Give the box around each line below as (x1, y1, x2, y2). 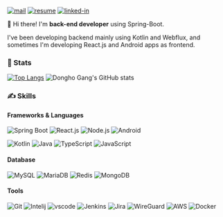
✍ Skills (7, 91, 37, 101)
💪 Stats (7, 57, 32, 67)
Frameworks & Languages (7, 111, 84, 119)
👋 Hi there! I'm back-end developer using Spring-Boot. (7, 20, 165, 28)
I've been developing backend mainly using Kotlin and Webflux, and (7, 33, 201, 41)
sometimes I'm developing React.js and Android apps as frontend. (7, 41, 195, 48)
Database (7, 155, 36, 164)
